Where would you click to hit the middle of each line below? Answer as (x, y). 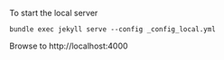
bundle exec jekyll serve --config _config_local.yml (113, 30)
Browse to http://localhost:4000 (69, 46)
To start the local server (54, 13)
